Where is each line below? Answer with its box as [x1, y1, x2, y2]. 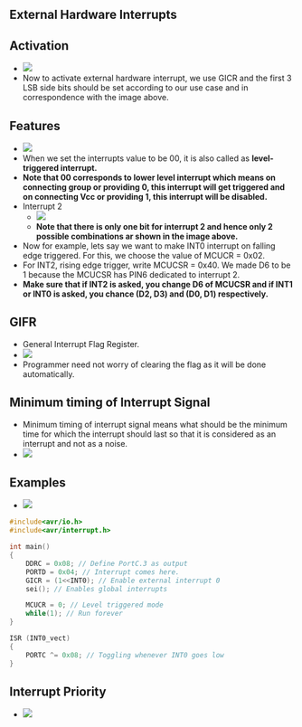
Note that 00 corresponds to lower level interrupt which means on [22, 172, 276, 184]
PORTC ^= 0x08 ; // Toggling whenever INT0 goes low [25, 650, 224, 659]
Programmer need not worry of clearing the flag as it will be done [22, 359, 267, 370]
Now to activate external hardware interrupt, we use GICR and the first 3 [22, 72, 292, 84]
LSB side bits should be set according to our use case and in [22, 82, 249, 93]
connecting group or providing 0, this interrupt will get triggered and [22, 182, 286, 193]
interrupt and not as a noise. [22, 438, 128, 448]
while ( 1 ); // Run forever [25, 609, 124, 618]
